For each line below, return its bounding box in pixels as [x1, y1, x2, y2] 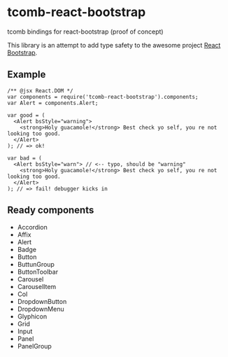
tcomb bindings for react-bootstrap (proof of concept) [7, 27, 164, 36]
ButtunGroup [17, 260, 55, 268]
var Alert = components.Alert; [7, 99, 99, 106]
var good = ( [7, 111, 45, 119]
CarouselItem [17, 282, 57, 290]
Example [7, 69, 46, 80]
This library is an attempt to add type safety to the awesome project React [7, 41, 221, 49]
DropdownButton [17, 297, 67, 305]
